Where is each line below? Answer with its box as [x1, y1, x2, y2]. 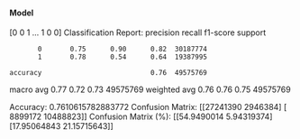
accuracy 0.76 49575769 [9, 69, 207, 78]
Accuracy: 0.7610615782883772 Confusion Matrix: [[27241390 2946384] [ [9, 102, 287, 113]
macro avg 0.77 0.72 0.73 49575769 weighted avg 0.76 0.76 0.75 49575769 [9, 84, 291, 95]
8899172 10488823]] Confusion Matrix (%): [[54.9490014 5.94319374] [9, 111, 273, 122]
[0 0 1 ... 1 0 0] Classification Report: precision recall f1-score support [9, 27, 267, 38]
